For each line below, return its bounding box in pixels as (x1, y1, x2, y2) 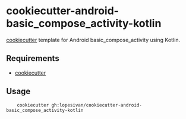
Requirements (6, 53, 59, 63)
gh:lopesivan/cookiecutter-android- (51, 102, 143, 108)
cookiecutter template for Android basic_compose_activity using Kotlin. (6, 36, 180, 43)
